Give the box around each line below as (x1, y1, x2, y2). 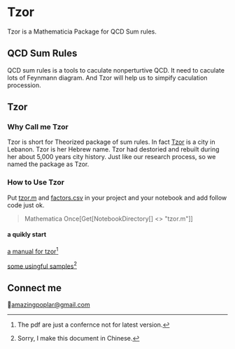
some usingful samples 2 (7, 260, 77, 270)
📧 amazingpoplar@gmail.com (7, 301, 90, 309)
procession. (7, 81, 42, 89)
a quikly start (7, 230, 47, 239)
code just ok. (7, 200, 45, 209)
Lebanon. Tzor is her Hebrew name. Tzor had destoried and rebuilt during (7, 145, 220, 154)
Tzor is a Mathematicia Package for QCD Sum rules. (7, 27, 157, 36)
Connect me (7, 282, 62, 294)
